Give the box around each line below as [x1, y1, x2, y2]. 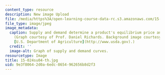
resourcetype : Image [5, 53, 48, 58]
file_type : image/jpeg [5, 21, 52, 26]
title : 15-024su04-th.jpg [5, 58, 58, 63]
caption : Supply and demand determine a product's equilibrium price [9, 30, 155, 35]
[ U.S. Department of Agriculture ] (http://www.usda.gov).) [14, 39, 135, 44]
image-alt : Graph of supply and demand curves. [9, 48, 109, 53]
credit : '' [9, 44, 32, 49]
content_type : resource [5, 7, 54, 12]
